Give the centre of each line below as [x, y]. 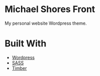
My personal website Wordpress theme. [46, 23]
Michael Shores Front [50, 9]
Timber [19, 68]
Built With [25, 44]
